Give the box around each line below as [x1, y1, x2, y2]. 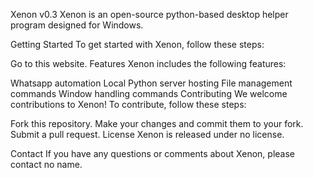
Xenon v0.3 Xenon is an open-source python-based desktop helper [10, 9, 289, 20]
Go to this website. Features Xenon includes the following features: [10, 58, 287, 69]
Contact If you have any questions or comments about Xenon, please [10, 148, 295, 159]
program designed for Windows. [10, 19, 144, 31]
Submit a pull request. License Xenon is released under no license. [10, 129, 285, 140]
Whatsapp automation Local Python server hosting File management [10, 77, 293, 89]
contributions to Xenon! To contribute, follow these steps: [10, 99, 247, 110]
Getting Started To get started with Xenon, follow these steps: [10, 39, 265, 50]
